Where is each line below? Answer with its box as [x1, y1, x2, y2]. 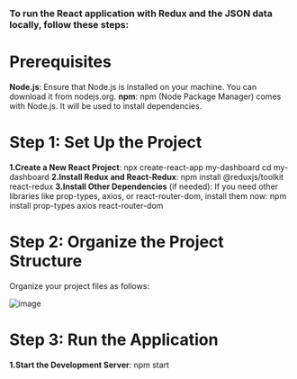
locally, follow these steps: [9, 18, 129, 31]
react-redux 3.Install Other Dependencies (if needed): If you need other [9, 181, 279, 192]
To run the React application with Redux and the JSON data [9, 7, 273, 20]
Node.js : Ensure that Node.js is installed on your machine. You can [9, 81, 257, 92]
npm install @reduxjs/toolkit [180, 171, 284, 182]
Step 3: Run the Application [9, 329, 219, 349]
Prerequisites [9, 52, 112, 72]
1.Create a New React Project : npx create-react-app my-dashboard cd [9, 161, 272, 173]
